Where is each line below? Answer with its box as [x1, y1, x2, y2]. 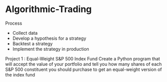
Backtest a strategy [12, 40, 53, 46]
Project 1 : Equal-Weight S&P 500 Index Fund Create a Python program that [5, 55, 160, 61]
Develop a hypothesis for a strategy [12, 35, 87, 41]
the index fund [5, 71, 35, 77]
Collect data [12, 30, 38, 36]
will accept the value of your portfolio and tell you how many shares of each [5, 61, 162, 67]
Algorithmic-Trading [5, 4, 92, 15]
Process [5, 20, 23, 26]
